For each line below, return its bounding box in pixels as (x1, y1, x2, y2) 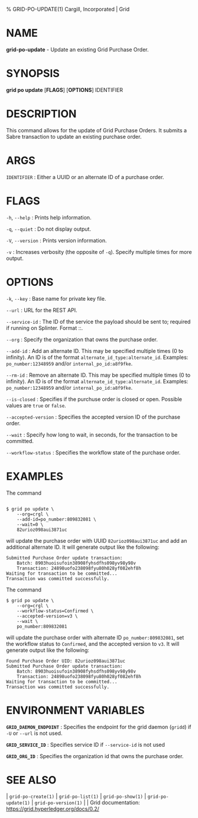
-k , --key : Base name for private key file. (6, 295, 106, 302)
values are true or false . (6, 402, 66, 409)
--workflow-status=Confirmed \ (17, 608, 94, 614)
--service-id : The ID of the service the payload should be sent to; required (6, 318, 191, 325)
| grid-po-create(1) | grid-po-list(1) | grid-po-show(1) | (6, 792, 147, 800)
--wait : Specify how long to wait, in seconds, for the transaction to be (6, 431, 178, 438)
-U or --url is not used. (6, 730, 63, 737)
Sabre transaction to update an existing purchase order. (6, 133, 142, 140)
